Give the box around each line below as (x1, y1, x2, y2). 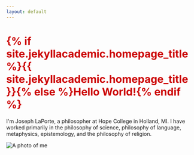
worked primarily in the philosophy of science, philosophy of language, (6, 123, 181, 131)
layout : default (6, 8, 47, 15)
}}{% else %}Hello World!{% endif (6, 85, 181, 98)
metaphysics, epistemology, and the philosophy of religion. (6, 130, 151, 137)
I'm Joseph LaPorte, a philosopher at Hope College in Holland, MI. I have (6, 117, 186, 125)
